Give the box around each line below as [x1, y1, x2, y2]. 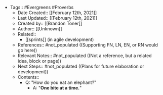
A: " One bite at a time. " [32, 85, 82, 90]
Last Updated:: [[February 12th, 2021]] [17, 15, 98, 21]
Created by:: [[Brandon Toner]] [17, 20, 83, 26]
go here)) [17, 47, 37, 53]
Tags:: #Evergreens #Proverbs [10, 5, 74, 10]
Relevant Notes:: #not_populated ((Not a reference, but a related [17, 53, 152, 59]
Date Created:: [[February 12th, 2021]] [17, 10, 97, 16]
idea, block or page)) [17, 58, 62, 64]
